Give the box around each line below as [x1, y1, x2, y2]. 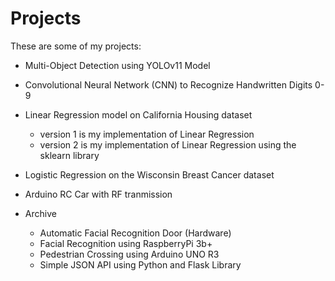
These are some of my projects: [10, 40, 142, 52]
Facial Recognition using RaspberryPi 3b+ [39, 237, 213, 249]
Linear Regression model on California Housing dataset [24, 108, 253, 121]
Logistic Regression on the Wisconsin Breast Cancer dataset [24, 168, 275, 181]
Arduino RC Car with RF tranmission [24, 188, 173, 200]
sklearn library [39, 149, 100, 161]
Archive [24, 207, 57, 219]
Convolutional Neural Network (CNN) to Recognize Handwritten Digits [24, 78, 313, 91]
